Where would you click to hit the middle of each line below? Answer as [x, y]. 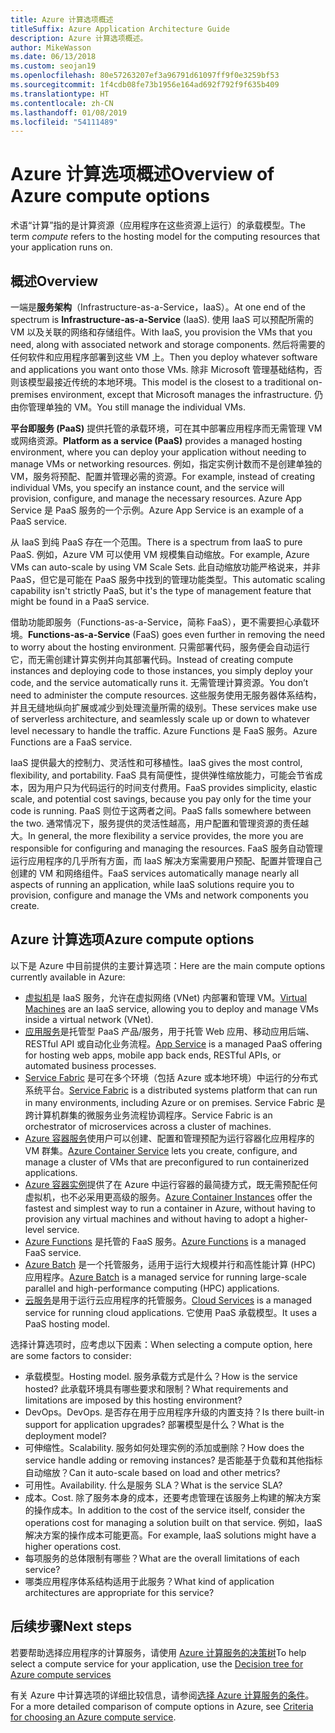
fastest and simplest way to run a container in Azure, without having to [170, 1208]
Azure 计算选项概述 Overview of [142, 174]
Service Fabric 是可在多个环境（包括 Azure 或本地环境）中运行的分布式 [171, 1077]
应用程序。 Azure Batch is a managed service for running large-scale [165, 1277]
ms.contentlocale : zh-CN [62, 103]
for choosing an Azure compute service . [93, 1717]
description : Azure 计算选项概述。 [79, 38]
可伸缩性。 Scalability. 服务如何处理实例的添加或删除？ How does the [164, 1447]
